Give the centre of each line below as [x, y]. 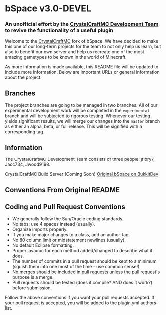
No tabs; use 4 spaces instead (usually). [54, 224]
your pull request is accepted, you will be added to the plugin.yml [72, 303]
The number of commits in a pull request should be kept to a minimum [84, 261]
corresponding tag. [25, 132]
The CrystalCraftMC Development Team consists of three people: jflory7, [80, 159]
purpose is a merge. [33, 277]
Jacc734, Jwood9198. [28, 164]
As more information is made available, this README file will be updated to [82, 67]
